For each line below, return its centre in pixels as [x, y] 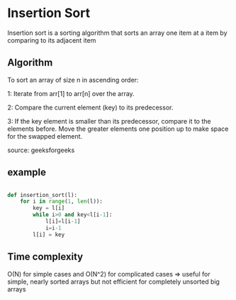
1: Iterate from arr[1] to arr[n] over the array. [71, 93]
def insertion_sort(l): [43, 195]
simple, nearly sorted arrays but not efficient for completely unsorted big [113, 282]
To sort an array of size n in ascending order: [73, 80]
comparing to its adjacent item [52, 40]
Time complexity [45, 257]
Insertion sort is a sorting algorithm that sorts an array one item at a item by [118, 33]
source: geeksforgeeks [41, 150]
